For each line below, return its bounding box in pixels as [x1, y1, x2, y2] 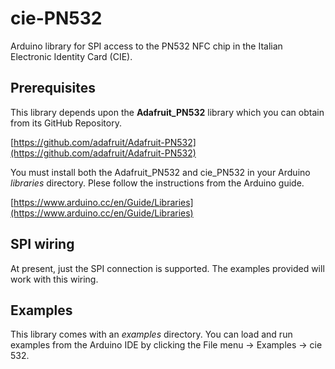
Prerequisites [10, 80, 96, 97]
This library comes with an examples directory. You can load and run [10, 328, 293, 341]
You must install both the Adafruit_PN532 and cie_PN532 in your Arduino [10, 166, 311, 178]
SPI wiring [10, 236, 75, 253]
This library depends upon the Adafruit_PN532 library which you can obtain [10, 106, 325, 118]
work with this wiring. [10, 273, 99, 285]
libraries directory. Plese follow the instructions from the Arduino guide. [10, 177, 305, 189]
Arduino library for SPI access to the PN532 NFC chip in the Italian [10, 40, 283, 52]
